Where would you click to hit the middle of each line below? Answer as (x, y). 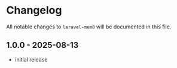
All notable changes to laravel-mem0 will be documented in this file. (89, 27)
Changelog (34, 10)
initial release (31, 59)
